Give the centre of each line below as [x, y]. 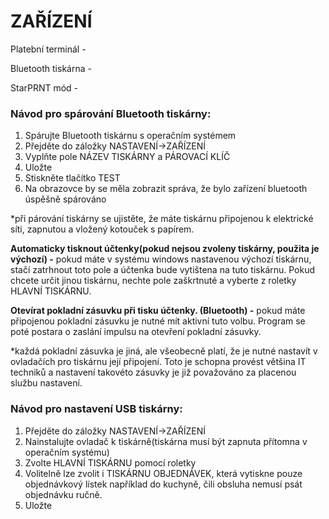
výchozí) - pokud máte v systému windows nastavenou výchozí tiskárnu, [161, 259]
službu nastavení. [46, 383]
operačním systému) [67, 452]
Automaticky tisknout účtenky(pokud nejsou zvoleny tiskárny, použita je [165, 249]
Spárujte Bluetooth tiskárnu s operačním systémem [130, 136]
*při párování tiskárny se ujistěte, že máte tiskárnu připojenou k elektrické [162, 219]
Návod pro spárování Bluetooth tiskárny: [111, 113]
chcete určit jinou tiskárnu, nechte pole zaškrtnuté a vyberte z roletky [153, 281]
